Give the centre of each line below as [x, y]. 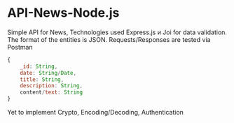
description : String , [51, 86]
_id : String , [39, 66]
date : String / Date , [48, 73]
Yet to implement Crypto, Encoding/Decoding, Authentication [96, 113]
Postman [20, 47]
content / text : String [51, 92]
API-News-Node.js [63, 13]
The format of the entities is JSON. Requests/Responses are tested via [109, 39]
